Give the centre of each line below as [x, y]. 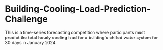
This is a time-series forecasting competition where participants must [75, 32]
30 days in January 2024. [31, 42]
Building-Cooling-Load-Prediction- [78, 9]
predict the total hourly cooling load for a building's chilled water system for [81, 37]
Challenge [26, 19]
